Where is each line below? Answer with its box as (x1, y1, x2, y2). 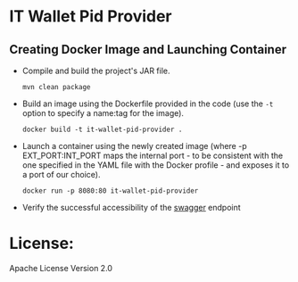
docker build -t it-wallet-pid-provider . (21, 125, 183, 134)
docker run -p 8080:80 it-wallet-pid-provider (21, 187, 199, 195)
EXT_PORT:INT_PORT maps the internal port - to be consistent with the (21, 150, 284, 161)
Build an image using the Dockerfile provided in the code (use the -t (21, 98, 274, 109)
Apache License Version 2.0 (9, 262, 113, 273)
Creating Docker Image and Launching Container (9, 42, 287, 57)
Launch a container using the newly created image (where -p (21, 141, 247, 151)
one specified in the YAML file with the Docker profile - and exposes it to (21, 160, 290, 170)
